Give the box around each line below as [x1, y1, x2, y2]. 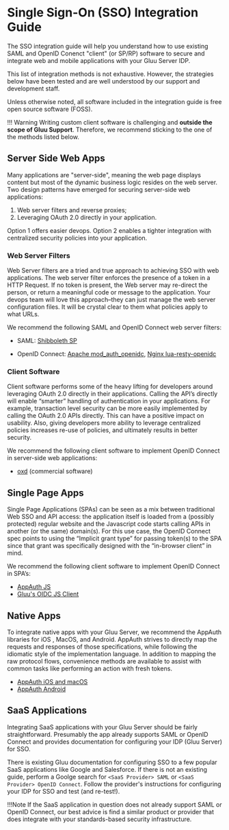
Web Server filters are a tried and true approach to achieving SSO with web [7, 266, 219, 275]
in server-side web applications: [7, 454, 98, 462]
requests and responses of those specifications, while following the [7, 642, 198, 651]
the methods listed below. [7, 132, 80, 141]
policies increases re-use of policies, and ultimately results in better [7, 426, 198, 434]
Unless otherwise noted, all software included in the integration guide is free [7, 97, 222, 105]
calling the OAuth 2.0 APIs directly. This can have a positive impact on [7, 412, 204, 420]
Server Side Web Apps [7, 153, 105, 164]
